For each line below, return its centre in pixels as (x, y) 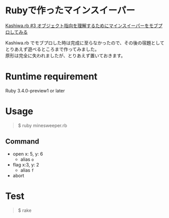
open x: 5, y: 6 (28, 154)
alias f (27, 170)
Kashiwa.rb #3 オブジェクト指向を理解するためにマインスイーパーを (77, 26)
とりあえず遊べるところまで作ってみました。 (52, 49)
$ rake (25, 210)
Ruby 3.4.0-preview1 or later (35, 90)
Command (22, 142)
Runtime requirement (51, 77)
